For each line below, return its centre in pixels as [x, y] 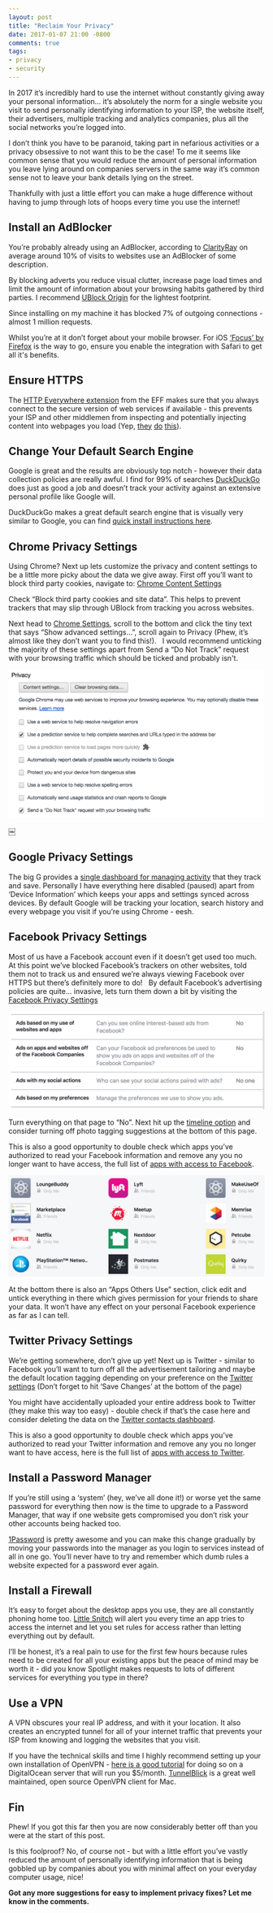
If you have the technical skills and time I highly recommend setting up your [135, 1756]
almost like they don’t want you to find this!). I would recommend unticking [135, 641]
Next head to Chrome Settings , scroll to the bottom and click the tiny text [130, 624]
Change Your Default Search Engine [101, 451]
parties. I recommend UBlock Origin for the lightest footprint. [110, 297]
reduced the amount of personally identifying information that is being [126, 1859]
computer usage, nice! [46, 1876]
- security [27, 69]
